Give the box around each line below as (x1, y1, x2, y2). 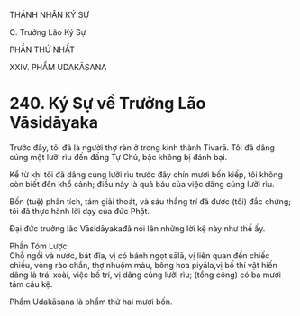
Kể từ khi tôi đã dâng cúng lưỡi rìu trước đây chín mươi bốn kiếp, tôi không (9, 168, 284, 180)
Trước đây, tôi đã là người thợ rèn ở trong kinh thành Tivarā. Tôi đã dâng (9, 141, 275, 153)
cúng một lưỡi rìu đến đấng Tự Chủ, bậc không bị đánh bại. (9, 151, 228, 162)
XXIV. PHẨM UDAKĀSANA (9, 62, 107, 72)
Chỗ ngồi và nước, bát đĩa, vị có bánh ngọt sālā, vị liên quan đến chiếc (9, 249, 270, 261)
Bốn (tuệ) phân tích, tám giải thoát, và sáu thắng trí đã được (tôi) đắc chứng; (9, 195, 291, 207)
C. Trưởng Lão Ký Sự (9, 27, 86, 37)
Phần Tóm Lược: (9, 240, 70, 251)
